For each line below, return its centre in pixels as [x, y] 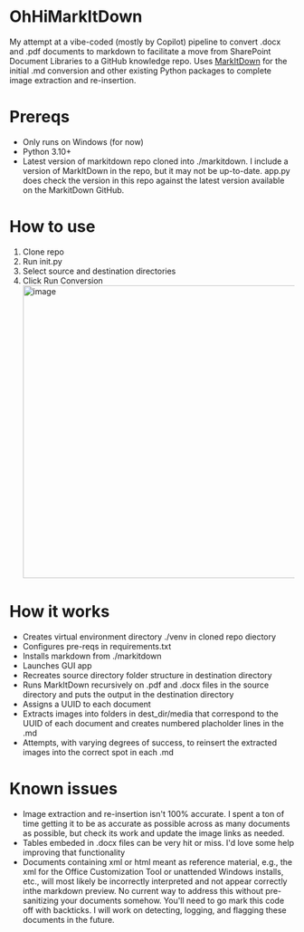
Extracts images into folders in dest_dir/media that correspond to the [150, 714]
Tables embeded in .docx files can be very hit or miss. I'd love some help [158, 842]
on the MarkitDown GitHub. [73, 190]
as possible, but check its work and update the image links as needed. [153, 833]
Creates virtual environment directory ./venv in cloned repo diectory [149, 637]
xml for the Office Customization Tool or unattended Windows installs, [153, 871]
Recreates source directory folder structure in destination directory [147, 675]
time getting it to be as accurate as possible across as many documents [156, 823]
